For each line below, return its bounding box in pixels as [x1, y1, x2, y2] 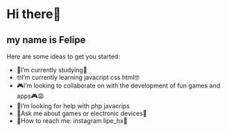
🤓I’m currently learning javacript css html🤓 [16, 73, 140, 81]
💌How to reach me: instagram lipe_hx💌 [16, 117, 128, 124]
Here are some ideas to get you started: [6, 52, 121, 60]
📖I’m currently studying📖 [16, 66, 87, 74]
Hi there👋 [6, 6, 62, 22]
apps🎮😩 [16, 92, 44, 100]
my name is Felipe [6, 34, 86, 46]
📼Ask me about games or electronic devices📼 [16, 109, 147, 117]
